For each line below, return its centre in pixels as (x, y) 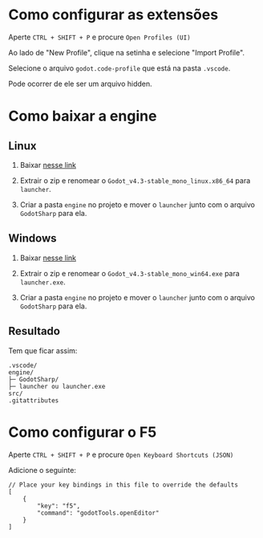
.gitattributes (34, 400)
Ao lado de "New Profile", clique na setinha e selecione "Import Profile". (127, 52)
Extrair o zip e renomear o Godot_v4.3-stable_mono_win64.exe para (130, 273)
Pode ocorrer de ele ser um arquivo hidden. (80, 84)
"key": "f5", (59, 506)
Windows (32, 238)
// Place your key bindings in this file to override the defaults (123, 485)
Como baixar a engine (83, 116)
